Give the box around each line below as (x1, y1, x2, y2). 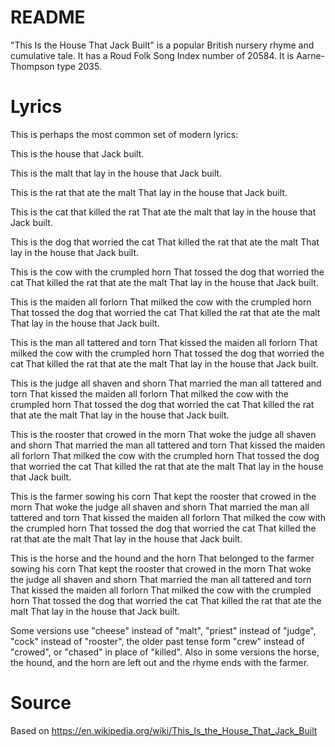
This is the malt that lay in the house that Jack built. (10, 167, 223, 179)
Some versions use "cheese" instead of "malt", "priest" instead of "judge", (10, 624, 317, 636)
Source (10, 692, 72, 715)
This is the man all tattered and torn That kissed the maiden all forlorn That (10, 336, 318, 348)
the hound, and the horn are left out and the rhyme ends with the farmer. (10, 656, 310, 668)
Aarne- (296, 49, 326, 61)
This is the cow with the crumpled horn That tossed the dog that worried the (10, 266, 325, 278)
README (10, 6, 86, 29)
